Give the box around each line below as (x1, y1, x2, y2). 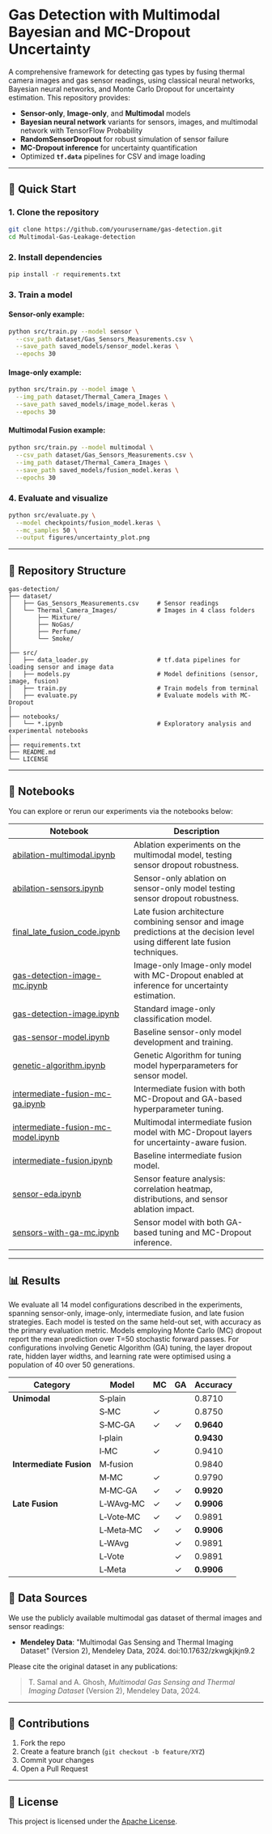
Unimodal (12, 1393, 51, 1404)
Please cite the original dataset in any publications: (8, 1662, 178, 1671)
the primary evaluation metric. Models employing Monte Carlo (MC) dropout (8, 1326, 262, 1335)
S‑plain (99, 1393, 126, 1404)
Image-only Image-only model (133, 960, 253, 971)
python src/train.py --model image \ (8, 385, 136, 394)
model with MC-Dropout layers (133, 1126, 253, 1138)
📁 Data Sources (8, 1591, 87, 1605)
